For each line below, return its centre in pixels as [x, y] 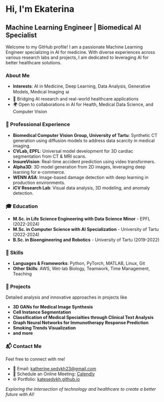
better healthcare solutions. [34, 63]
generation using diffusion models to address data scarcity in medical [84, 140]
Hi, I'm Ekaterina [40, 9]
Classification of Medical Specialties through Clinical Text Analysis [83, 317]
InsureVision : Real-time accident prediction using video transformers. [84, 161]
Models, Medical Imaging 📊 [41, 92]
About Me [18, 75]
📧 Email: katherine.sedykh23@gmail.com [55, 368]
